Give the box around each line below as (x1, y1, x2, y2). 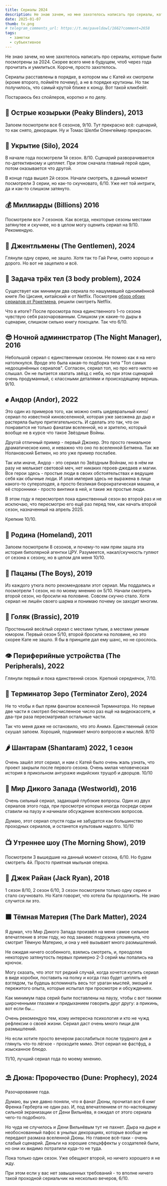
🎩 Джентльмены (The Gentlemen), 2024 (5, 242, 136, 250)
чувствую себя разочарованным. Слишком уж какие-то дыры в (5, 313, 142, 320)
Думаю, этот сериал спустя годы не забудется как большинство (5, 818, 143, 824)
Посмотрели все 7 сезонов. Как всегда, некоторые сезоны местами (5, 217, 151, 223)
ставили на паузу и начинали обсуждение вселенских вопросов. (5, 808, 144, 814)
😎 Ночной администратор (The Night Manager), (5, 333, 162, 342)
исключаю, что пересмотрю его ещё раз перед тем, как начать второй (5, 501, 157, 507)
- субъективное (9, 40, 41, 45)
